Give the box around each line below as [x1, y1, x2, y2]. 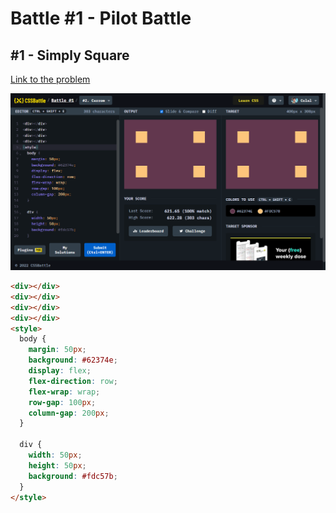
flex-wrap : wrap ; [28, 387, 101, 397]
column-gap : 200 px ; [28, 408, 110, 418]
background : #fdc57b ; [28, 471, 118, 481]
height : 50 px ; [28, 460, 87, 471]
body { [19, 334, 47, 344]
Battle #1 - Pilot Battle [10, 7, 192, 30]
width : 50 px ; [28, 450, 83, 460]
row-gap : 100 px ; [28, 397, 97, 407]
